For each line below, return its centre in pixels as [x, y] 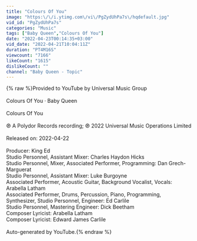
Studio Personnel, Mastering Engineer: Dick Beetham [70, 207]
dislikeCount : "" [27, 66]
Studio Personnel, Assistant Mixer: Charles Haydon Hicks [76, 157]
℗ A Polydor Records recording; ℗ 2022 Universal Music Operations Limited [99, 126]
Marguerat [19, 170]
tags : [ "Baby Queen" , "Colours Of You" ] [55, 34]
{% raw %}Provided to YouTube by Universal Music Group [76, 88]
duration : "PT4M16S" [31, 50]
